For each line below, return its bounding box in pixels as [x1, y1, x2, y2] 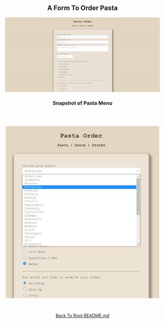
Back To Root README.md [55, 312, 110, 319]
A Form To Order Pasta [47, 4, 118, 12]
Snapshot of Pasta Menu [52, 100, 113, 107]
